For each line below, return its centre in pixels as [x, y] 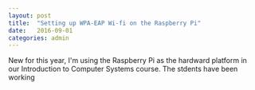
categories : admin [39, 38]
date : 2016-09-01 [41, 30]
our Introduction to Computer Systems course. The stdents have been [123, 69]
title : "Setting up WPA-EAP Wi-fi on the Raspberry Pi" [105, 23]
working [22, 77]
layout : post [30, 16]
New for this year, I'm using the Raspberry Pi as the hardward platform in [127, 61]
